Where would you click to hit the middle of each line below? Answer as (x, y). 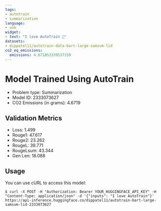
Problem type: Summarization (42, 93)
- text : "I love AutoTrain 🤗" (36, 37)
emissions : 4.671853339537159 (40, 55)
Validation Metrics (34, 118)
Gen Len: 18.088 (29, 156)
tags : (11, 10)
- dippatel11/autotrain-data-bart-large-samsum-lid (59, 46)
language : (15, 23)
